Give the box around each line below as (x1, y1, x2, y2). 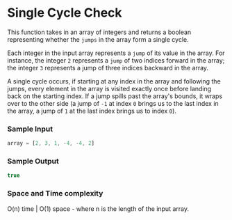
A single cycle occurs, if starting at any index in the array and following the (7, 77, 221, 85)
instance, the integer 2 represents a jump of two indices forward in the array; (7, 56, 225, 64)
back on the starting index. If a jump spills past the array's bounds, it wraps (7, 92, 223, 100)
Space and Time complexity (7, 189, 103, 198)
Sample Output (7, 157, 59, 166)
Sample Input (7, 124, 53, 134)
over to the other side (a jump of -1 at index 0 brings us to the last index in (7, 99, 219, 107)
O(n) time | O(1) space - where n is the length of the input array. (7, 204, 190, 213)
